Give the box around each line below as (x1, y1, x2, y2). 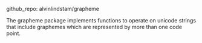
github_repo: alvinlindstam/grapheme (6, 5, 100, 12)
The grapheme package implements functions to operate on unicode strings (6, 17, 197, 24)
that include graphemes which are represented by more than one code (6, 24, 183, 30)
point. (6, 30, 21, 37)
